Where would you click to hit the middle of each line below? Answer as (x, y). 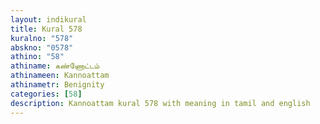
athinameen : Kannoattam (60, 76)
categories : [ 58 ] (46, 94)
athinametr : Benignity (57, 85)
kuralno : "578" (42, 38)
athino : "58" (37, 57)
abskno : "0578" (42, 47)
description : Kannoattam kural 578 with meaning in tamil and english (160, 103)
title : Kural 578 (46, 29)
